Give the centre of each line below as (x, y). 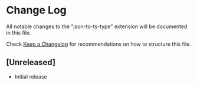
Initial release (31, 76)
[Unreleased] (31, 62)
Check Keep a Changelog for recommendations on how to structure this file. (99, 44)
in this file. (19, 32)
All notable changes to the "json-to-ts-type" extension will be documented (97, 26)
